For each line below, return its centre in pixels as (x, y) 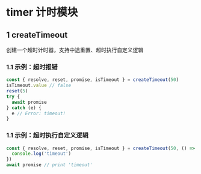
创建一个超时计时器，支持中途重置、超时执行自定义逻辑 (75, 50)
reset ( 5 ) (17, 91)
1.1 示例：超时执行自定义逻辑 (48, 136)
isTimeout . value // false (39, 85)
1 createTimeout (37, 34)
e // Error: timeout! (39, 113)
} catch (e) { (24, 108)
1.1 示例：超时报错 (32, 67)
